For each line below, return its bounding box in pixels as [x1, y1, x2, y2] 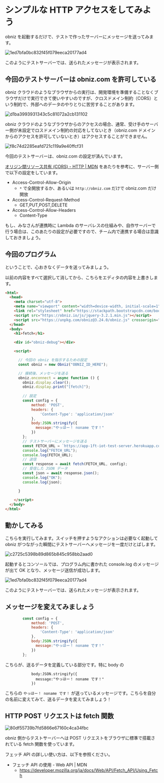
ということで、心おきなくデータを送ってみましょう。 [5, 264, 111, 270]
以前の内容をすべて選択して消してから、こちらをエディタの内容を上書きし [5, 274, 154, 281]
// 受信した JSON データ [22, 466, 68, 471]
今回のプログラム [5, 250, 57, 259]
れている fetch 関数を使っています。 [5, 741, 77, 747]
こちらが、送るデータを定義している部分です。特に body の [5, 662, 124, 667]
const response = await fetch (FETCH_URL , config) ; [22, 462, 128, 466]
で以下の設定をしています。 [5, 169, 61, 176]
